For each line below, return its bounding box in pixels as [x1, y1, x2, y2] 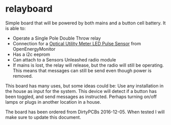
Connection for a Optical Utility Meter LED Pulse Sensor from [12, 40, 141, 46]
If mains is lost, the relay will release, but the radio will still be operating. [12, 62, 164, 68]
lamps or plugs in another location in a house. [5, 99, 101, 105]
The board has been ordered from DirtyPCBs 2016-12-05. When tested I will [5, 109, 165, 115]
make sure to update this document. [5, 114, 82, 120]
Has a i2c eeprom [12, 51, 50, 57]
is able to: [5, 25, 26, 31]
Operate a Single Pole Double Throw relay [12, 35, 101, 41]
